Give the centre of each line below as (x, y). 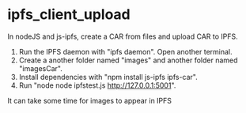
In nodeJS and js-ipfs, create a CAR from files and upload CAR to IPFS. (123, 36)
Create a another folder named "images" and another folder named (128, 60)
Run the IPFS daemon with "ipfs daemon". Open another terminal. (125, 51)
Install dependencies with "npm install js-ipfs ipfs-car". (108, 77)
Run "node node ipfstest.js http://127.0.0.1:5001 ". (97, 85)
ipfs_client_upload (69, 15)
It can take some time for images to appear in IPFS (89, 100)
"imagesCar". (40, 68)
